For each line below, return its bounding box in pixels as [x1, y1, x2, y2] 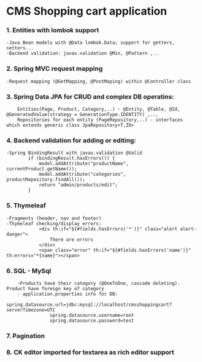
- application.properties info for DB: [17, 291, 118, 297]
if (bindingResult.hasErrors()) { [28, 155, 115, 162]
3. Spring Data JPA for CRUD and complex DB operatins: [6, 92, 175, 101]
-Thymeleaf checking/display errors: [6, 220, 102, 226]
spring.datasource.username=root [49, 312, 135, 318]
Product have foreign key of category [6, 285, 104, 291]
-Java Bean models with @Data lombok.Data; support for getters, [6, 40, 175, 46]
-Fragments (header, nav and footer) [6, 215, 102, 221]
